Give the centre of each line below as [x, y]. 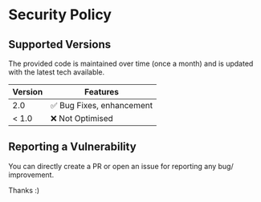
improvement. [31, 175]
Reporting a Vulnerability [72, 147]
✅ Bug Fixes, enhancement [102, 105]
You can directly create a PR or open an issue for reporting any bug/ [121, 166]
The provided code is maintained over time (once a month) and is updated [131, 63]
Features [101, 92]
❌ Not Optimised [82, 118]
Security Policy [60, 15]
